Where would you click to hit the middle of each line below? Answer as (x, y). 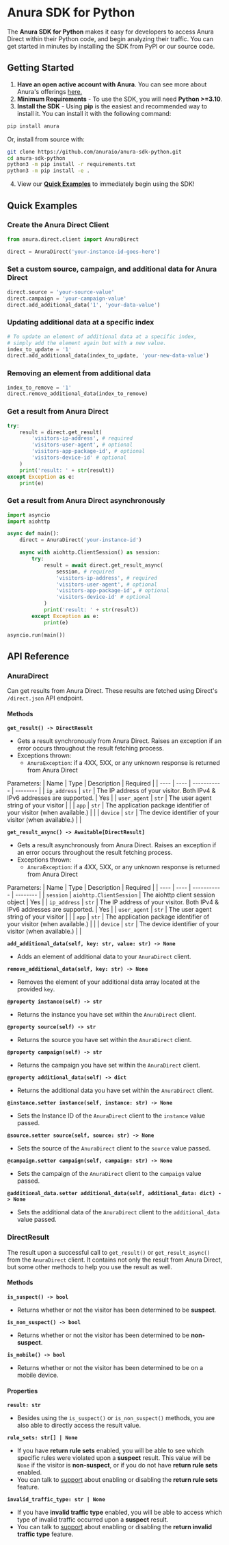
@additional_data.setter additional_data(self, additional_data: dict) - (114, 1194)
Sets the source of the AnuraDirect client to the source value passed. (113, 1148)
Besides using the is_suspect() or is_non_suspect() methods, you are (116, 1418)
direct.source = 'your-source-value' (61, 292)
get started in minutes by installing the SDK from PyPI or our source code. (111, 46)
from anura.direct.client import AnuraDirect (73, 239)
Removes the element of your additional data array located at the (108, 982)
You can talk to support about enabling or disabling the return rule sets (117, 1480)
